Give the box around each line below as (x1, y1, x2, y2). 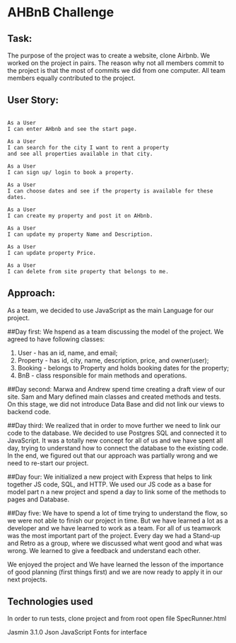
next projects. (7, 575, 47, 584)
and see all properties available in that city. (7, 150, 153, 157)
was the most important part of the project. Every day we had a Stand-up (7, 531, 220, 540)
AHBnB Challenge (7, 4, 114, 21)
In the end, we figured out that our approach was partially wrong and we (7, 451, 218, 460)
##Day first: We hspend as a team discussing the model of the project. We (7, 327, 224, 336)
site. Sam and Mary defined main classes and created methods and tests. (7, 392, 221, 401)
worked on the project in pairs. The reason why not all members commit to (7, 59, 225, 67)
